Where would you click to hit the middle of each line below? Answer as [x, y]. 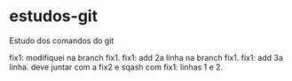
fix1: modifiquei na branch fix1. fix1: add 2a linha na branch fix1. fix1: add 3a [146, 57]
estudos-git [54, 16]
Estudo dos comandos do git [62, 40]
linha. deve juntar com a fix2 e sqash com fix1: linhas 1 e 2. [116, 67]
